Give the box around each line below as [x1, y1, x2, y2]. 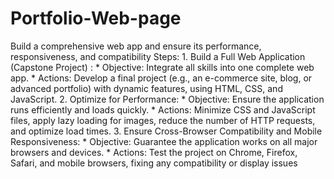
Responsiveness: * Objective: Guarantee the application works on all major [10, 135, 318, 147]
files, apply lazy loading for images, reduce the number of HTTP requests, [10, 114, 316, 126]
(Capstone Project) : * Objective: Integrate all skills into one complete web [10, 61, 315, 73]
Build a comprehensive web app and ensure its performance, [10, 40, 262, 52]
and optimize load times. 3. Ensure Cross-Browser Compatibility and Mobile [10, 125, 323, 137]
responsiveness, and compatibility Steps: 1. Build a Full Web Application [10, 50, 306, 62]
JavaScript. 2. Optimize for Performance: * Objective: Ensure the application [10, 93, 325, 105]
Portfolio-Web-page [10, 7, 182, 30]
